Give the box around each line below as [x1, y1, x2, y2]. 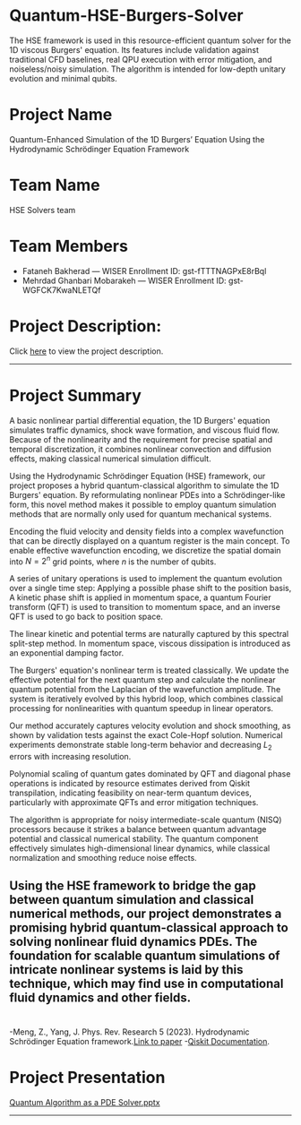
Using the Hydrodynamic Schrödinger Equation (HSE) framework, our [9, 470, 266, 481]
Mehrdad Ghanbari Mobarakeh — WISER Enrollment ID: [21, 275, 227, 286]
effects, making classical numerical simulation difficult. [9, 453, 212, 464]
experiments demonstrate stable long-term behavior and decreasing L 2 [9, 740, 272, 752]
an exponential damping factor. [9, 648, 124, 658]
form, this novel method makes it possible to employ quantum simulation [9, 499, 277, 510]
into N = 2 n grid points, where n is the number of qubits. [9, 554, 217, 567]
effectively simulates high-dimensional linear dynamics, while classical [9, 843, 271, 854]
